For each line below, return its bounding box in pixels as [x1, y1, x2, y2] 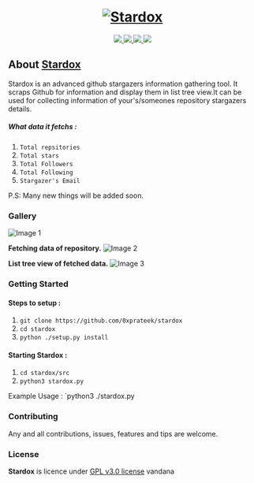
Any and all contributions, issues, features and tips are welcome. [8, 429, 219, 438]
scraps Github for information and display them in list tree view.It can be [8, 87, 242, 97]
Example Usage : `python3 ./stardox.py [8, 392, 136, 401]
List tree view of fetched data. [8, 259, 109, 269]
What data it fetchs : [8, 122, 77, 132]
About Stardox [8, 58, 81, 72]
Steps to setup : [8, 298, 62, 307]
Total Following [19, 169, 73, 176]
